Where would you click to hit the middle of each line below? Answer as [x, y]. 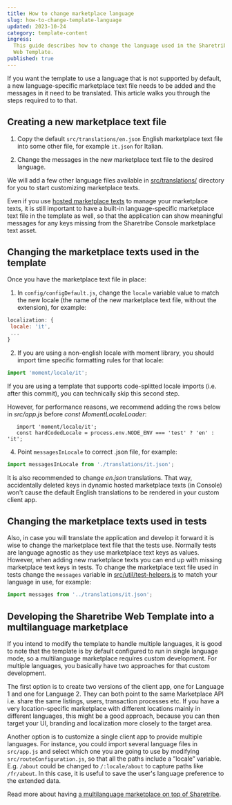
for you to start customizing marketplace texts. [74, 187]
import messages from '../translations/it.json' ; [80, 595]
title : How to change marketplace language [71, 13]
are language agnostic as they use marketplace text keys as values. [103, 553]
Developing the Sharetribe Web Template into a [111, 616]
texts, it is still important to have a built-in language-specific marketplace [111, 208]
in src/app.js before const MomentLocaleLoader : [77, 414]
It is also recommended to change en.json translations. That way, [100, 477]
